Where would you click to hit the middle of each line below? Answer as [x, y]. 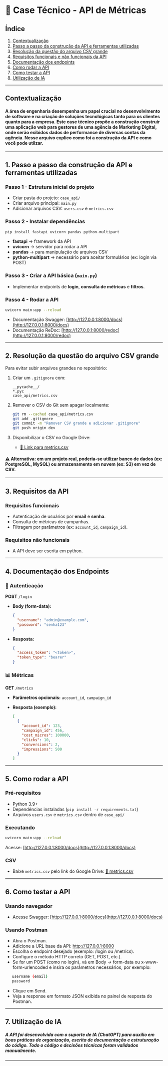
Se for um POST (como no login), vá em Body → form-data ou [76, 962]
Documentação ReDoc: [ [38, 330]
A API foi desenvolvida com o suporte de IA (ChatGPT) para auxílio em [80, 1035]
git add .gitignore [33, 419]
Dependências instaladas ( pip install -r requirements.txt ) [75, 809]
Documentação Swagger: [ [40, 319]
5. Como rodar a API [37, 779]
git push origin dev [34, 428]
